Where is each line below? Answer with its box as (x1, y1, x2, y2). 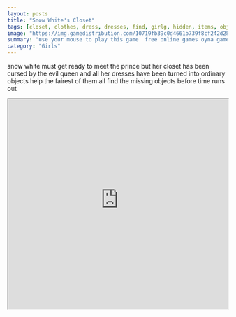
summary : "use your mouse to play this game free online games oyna (7, 36, 214, 43)
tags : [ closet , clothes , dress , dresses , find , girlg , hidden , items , (7, 23, 217, 30)
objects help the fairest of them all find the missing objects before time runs (7, 77, 226, 85)
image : (7, 29, 27, 37)
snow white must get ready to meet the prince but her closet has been (7, 62, 209, 70)
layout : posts (7, 10, 49, 17)
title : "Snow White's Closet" (7, 17, 96, 24)
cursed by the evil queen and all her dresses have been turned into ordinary (7, 69, 226, 78)
